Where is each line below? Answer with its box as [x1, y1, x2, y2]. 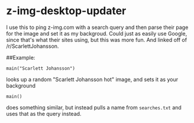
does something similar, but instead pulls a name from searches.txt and [6, 103, 182, 111]
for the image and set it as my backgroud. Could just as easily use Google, [6, 30, 187, 37]
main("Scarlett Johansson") [6, 65, 76, 72]
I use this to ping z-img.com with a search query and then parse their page [6, 24, 189, 31]
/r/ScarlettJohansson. [6, 43, 59, 50]
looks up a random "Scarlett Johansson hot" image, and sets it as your [6, 76, 179, 83]
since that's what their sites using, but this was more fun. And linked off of [6, 36, 187, 43]
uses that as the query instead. [6, 110, 82, 117]
